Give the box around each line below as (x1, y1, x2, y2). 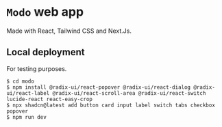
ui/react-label (6, 89, 50, 96)
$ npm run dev (6, 113, 47, 120)
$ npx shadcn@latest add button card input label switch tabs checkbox (6, 102, 215, 109)
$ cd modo (6, 78, 35, 85)
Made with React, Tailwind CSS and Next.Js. (6, 27, 132, 35)
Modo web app (6, 4, 84, 20)
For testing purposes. (6, 64, 67, 72)
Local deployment (6, 46, 85, 58)
